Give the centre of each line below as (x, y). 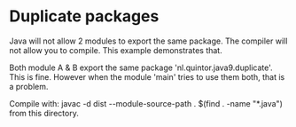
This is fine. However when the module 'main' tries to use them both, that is (147, 76)
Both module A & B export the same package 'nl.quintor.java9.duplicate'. (141, 67)
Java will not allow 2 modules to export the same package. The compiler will (148, 41)
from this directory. (44, 113)
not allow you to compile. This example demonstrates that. (116, 50)
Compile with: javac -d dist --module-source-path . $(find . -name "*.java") (146, 103)
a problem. (29, 86)
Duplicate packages (84, 16)
